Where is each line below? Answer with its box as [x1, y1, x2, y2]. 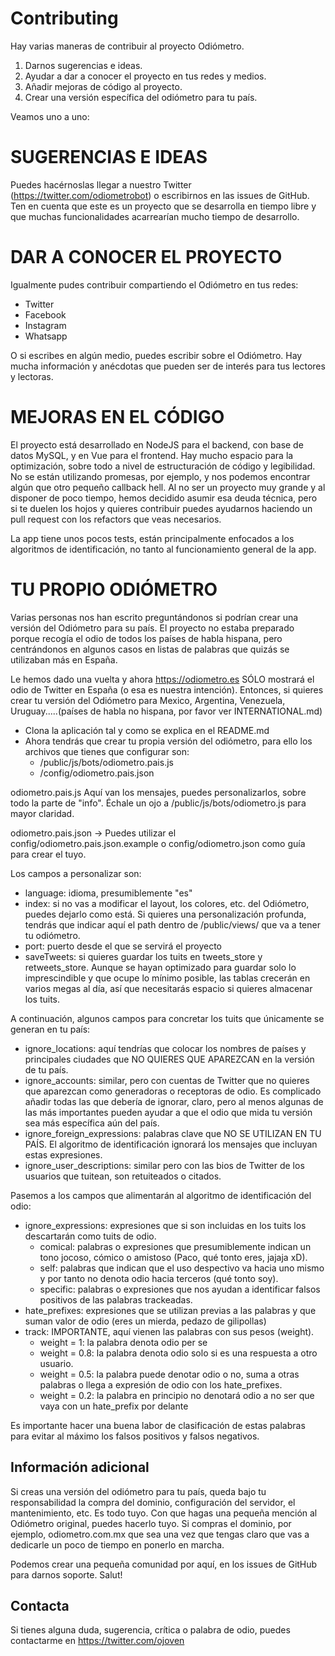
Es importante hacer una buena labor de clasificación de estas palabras [10, 1419, 306, 1431]
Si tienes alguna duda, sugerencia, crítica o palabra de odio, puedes [10, 1624, 291, 1636]
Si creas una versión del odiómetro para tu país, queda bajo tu [10, 1485, 267, 1497]
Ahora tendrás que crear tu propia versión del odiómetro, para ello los [24, 735, 313, 747]
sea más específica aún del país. [24, 1117, 160, 1129]
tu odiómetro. [24, 929, 81, 941]
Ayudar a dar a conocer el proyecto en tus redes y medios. [24, 70, 267, 82]
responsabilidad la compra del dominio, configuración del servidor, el [10, 1496, 296, 1508]
